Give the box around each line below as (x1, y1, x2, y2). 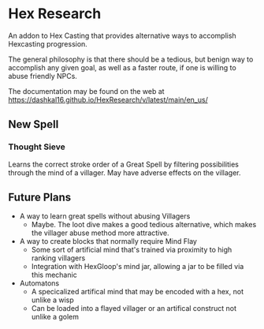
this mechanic (31, 270, 77, 280)
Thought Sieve (8, 141, 65, 152)
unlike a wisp (31, 295, 75, 305)
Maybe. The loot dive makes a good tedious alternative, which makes (31, 220, 257, 230)
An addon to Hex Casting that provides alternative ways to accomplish (8, 31, 236, 40)
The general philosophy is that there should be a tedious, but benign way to (8, 54, 254, 64)
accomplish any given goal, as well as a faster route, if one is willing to (8, 62, 236, 72)
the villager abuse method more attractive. (31, 228, 169, 237)
